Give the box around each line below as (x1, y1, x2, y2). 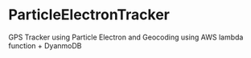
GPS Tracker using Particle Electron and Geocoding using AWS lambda (8, 32, 244, 42)
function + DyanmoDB (8, 40, 82, 50)
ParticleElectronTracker (8, 6, 171, 24)
